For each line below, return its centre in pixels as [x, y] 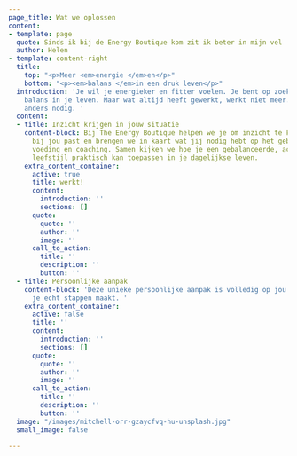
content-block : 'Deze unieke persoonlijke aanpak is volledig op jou [156, 289]
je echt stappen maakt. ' [79, 298]
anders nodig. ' [55, 108]
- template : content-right [58, 59]
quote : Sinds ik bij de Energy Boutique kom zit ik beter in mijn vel [149, 42]
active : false [58, 314]
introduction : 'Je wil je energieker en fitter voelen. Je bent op [144, 91]
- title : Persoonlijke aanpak [72, 281]
